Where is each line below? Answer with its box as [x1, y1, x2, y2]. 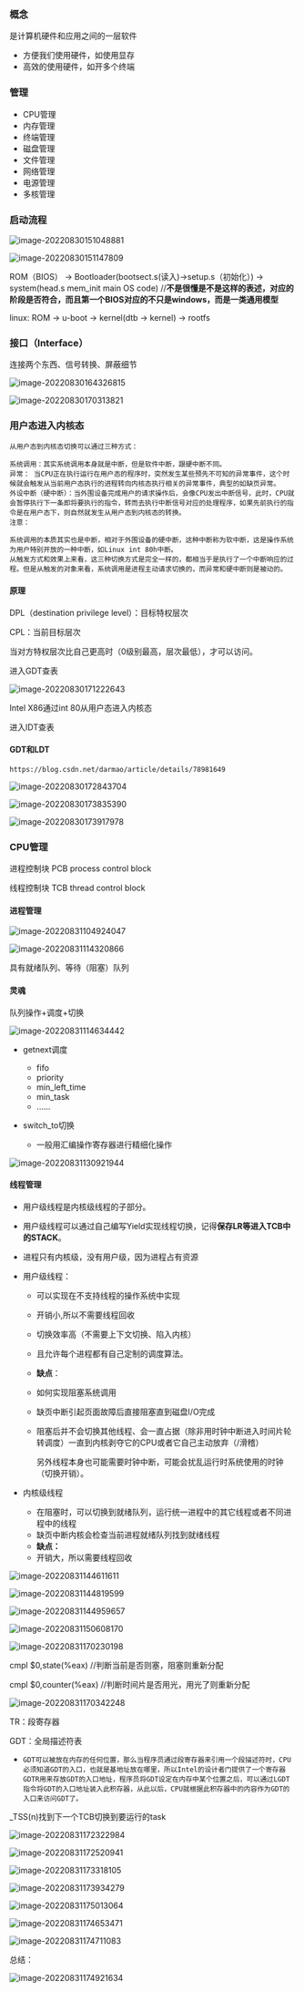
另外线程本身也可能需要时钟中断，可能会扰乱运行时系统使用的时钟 [35, 1456, 284, 1467]
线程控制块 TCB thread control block [9, 882, 146, 894]
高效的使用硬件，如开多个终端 [22, 61, 135, 72]
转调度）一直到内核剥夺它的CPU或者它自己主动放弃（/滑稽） [35, 1437, 264, 1448]
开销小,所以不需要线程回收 [35, 1309, 135, 1320]
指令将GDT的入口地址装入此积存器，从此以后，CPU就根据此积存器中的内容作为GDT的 [22, 1784, 290, 1793]
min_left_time [35, 1082, 86, 1093]
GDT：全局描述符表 [9, 1735, 83, 1746]
